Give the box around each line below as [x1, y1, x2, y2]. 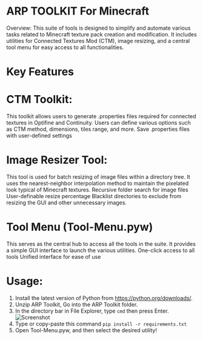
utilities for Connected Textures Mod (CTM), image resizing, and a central [6, 37, 190, 44]
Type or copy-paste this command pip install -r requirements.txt [15, 320, 187, 327]
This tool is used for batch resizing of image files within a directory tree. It [6, 173, 191, 180]
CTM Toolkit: [6, 93, 73, 107]
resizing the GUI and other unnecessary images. [6, 199, 127, 206]
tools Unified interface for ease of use [6, 253, 101, 260]
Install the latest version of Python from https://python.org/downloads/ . [15, 294, 193, 301]
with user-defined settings [6, 132, 73, 139]
